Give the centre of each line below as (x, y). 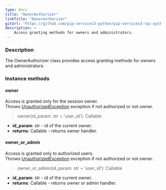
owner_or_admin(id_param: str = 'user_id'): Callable (70, 168)
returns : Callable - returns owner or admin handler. (64, 183)
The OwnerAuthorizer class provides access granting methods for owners (80, 61)
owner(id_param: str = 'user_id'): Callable (59, 116)
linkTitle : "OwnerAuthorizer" (36, 19)
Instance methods (27, 78)
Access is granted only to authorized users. (49, 153)
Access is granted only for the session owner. (52, 101)
